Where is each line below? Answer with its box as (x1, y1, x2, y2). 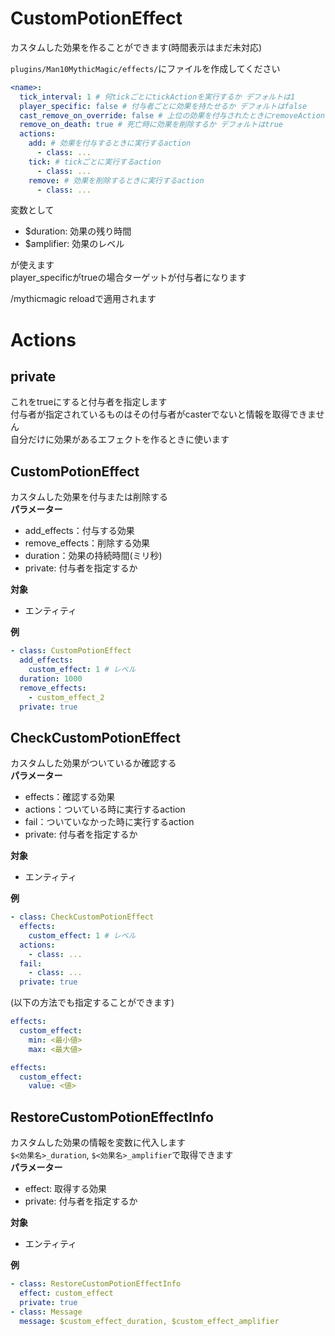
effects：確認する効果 (24, 791, 116, 803)
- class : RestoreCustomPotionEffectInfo (10, 1279, 182, 1289)
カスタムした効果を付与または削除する (10, 491, 168, 503)
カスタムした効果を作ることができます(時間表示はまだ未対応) (10, 41, 263, 53)
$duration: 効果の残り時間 (24, 225, 132, 237)
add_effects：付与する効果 (24, 525, 135, 537)
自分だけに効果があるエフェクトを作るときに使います (10, 433, 230, 446)
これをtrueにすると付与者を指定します (10, 396, 168, 408)
